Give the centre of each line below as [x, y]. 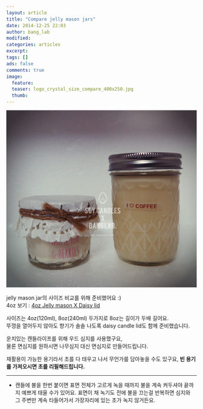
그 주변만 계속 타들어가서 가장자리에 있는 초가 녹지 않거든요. [85, 400]
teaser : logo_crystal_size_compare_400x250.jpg [73, 89]
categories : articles [34, 45]
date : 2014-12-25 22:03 [36, 25]
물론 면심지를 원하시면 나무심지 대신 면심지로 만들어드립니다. [77, 346]
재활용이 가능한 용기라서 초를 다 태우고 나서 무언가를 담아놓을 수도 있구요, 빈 [96, 359]
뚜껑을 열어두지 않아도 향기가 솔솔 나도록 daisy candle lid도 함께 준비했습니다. [98, 326]
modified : [19, 38]
